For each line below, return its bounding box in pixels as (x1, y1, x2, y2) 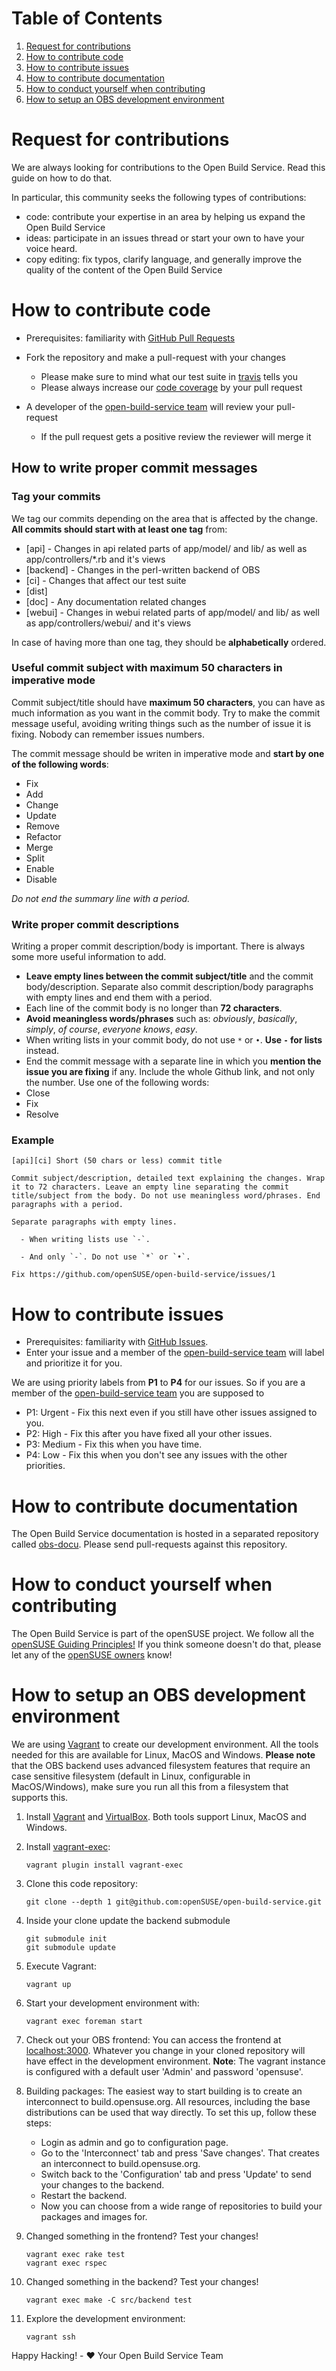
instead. (25, 1045, 60, 1057)
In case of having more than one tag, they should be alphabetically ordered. (11, 636, 327, 648)
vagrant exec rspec (25, 2258, 108, 2269)
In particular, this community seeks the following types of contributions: (11, 191, 307, 203)
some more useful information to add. (11, 951, 167, 963)
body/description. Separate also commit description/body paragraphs (25, 981, 314, 993)
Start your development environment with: (25, 1997, 200, 2009)
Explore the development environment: (25, 2313, 186, 2325)
